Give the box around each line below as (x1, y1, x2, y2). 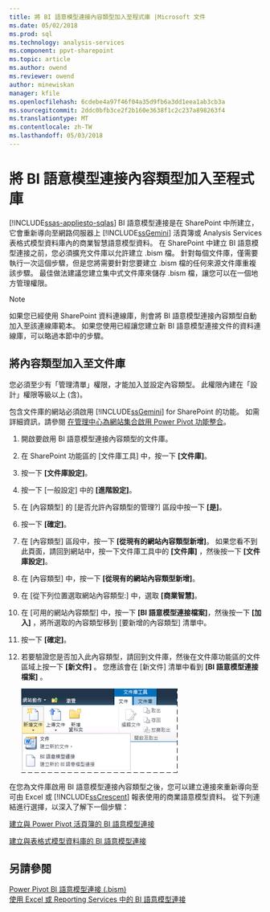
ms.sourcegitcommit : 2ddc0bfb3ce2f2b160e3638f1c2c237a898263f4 (9, 106, 226, 114)
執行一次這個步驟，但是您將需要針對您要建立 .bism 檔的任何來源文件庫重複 (9, 258, 256, 268)
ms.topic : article (9, 55, 71, 63)
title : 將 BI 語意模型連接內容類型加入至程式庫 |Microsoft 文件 (9, 13, 206, 21)
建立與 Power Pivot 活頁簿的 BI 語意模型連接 (9, 819, 155, 828)
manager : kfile (9, 89, 60, 97)
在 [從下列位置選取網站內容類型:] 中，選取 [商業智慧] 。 (20, 591, 202, 600)
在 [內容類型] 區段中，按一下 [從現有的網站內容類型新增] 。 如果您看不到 (20, 536, 258, 546)
